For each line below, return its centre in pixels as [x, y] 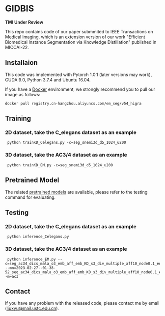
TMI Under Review [24, 22]
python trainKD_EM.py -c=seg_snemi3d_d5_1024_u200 [60, 165]
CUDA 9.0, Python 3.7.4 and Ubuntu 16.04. [48, 79]
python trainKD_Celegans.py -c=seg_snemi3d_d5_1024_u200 [67, 143]
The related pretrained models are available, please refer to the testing [76, 192]
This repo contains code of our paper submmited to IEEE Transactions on [79, 31]
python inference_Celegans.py [38, 237]
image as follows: [23, 94]
